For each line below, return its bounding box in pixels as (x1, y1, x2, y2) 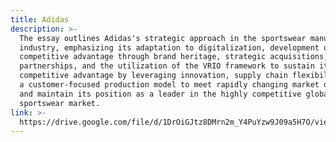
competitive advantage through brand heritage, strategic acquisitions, (19, 52, 329, 62)
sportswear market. (19, 98, 101, 108)
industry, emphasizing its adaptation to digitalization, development (19, 42, 320, 53)
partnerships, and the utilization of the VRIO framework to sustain (19, 61, 315, 71)
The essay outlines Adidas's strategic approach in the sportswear (19, 33, 307, 43)
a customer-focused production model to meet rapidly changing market (19, 80, 320, 90)
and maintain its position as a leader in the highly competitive (19, 89, 302, 99)
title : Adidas (10, 14, 70, 25)
